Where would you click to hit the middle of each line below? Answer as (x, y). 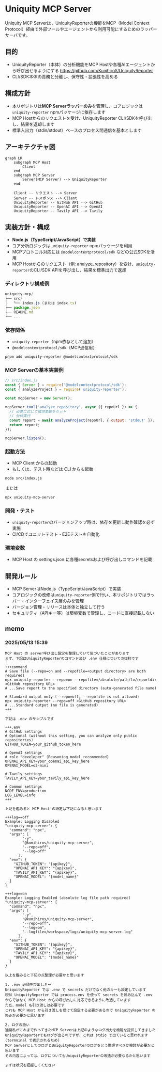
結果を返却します (37, 124)
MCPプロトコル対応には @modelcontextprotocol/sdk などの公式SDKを (81, 252)
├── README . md (19, 312)
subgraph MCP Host (32, 163)
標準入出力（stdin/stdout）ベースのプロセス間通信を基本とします (77, 130)
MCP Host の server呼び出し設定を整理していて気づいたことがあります (67, 653)
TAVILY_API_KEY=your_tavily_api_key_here (47, 778)
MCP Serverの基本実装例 (34, 370)
